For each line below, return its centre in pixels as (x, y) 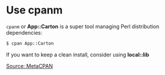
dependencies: (24, 32)
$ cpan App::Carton (30, 43)
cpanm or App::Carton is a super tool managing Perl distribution (83, 26)
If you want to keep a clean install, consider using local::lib (77, 54)
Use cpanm (34, 10)
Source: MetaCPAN (29, 66)
